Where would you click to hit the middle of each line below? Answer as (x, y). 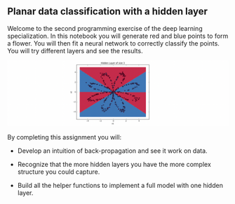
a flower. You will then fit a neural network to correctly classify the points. (113, 43)
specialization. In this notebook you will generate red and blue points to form (118, 36)
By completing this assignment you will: (65, 137)
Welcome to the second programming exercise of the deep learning (105, 28)
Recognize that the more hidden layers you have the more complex (114, 165)
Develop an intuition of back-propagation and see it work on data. (113, 151)
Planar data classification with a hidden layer (108, 12)
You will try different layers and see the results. (75, 50)
